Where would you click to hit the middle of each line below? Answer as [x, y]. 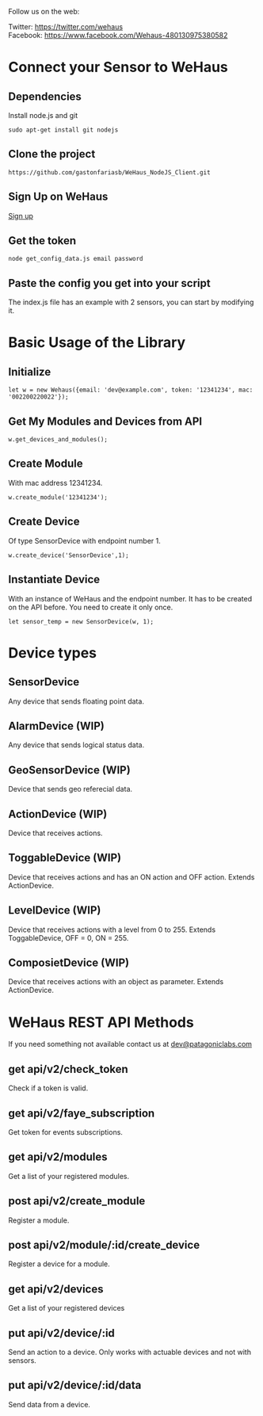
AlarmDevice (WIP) [56, 725]
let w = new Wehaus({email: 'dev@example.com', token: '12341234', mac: [131, 390]
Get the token [42, 241]
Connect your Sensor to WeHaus [118, 67]
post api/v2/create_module [77, 1201]
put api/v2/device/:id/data [75, 1385]
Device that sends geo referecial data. [71, 789]
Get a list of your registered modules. [69, 1176]
